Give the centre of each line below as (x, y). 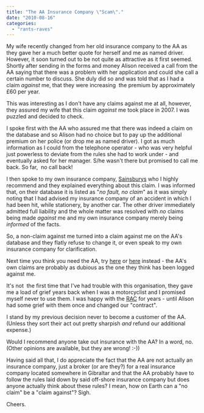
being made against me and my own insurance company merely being (95, 218)
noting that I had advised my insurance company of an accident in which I (99, 198)
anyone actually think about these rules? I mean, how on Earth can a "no (97, 386)
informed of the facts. (33, 224)
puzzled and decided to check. (45, 117)
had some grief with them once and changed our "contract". (82, 305)
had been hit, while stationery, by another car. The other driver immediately (101, 205)
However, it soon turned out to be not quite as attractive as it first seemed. (100, 59)
